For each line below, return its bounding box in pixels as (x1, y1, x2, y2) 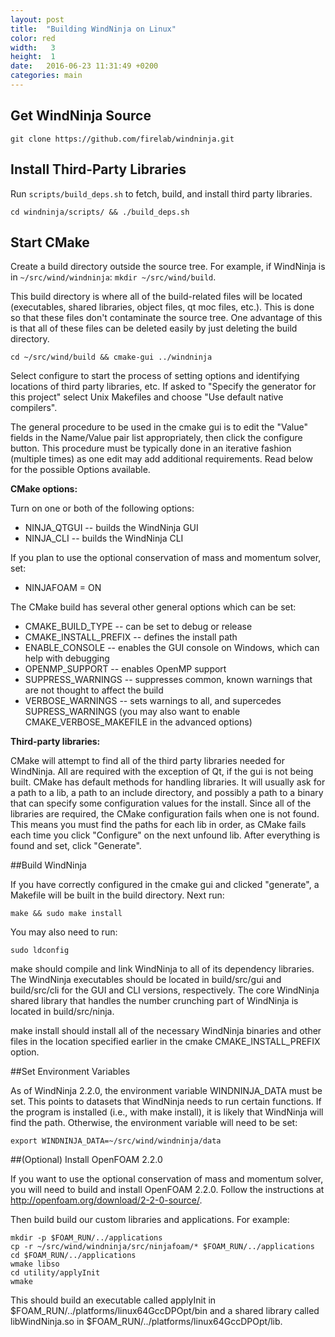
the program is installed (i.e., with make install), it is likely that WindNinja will (10, 1106, 324, 1118)
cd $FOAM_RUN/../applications (10, 1251, 137, 1261)
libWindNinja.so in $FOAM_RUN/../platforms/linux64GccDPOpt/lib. (10, 1316, 283, 1328)
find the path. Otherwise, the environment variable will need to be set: (10, 1117, 298, 1129)
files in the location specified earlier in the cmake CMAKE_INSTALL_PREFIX (10, 1036, 321, 1048)
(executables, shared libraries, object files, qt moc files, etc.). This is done (10, 301, 315, 313)
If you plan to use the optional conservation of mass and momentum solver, (10, 552, 322, 564)
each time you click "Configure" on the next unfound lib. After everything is (10, 829, 321, 841)
